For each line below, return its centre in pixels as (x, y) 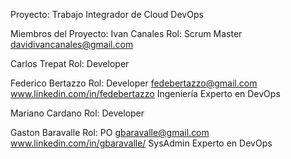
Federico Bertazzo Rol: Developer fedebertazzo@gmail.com (134, 83)
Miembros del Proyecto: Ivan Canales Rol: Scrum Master (126, 33)
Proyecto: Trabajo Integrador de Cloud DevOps (107, 14)
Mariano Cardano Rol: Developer (77, 113)
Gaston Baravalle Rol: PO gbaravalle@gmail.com (110, 132)
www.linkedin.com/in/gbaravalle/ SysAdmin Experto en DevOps (141, 143)
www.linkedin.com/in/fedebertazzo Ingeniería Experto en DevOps (145, 93)
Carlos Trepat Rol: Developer (70, 63)
